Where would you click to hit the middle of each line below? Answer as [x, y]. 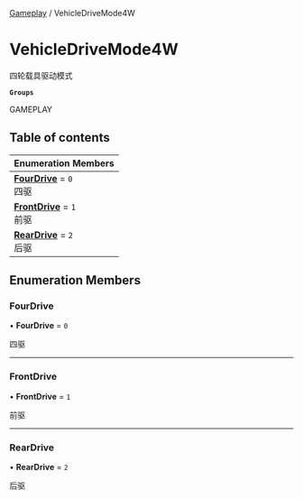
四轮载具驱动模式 [41, 75]
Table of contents [60, 138]
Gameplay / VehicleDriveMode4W [72, 13]
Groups [22, 92]
